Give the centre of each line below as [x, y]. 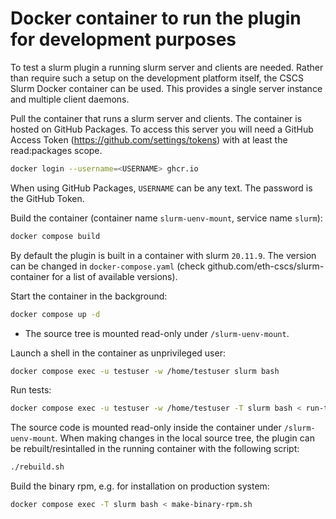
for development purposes [123, 39]
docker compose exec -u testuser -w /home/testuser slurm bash [145, 371]
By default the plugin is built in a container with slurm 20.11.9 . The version [163, 255]
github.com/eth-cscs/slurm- [266, 266]
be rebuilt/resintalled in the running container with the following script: [155, 449]
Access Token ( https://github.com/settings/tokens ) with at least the [149, 139]
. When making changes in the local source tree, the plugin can [184, 438]
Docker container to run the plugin [156, 18]
